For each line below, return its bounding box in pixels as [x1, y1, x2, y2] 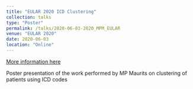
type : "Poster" [6, 20, 44, 26]
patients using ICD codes [6, 75, 68, 83]
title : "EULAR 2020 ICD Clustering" [6, 8, 96, 15]
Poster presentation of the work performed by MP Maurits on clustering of [6, 69, 188, 77]
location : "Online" [6, 42, 54, 48]
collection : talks [6, 14, 52, 20]
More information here [6, 58, 61, 65]
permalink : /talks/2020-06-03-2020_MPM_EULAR [6, 25, 120, 31]
